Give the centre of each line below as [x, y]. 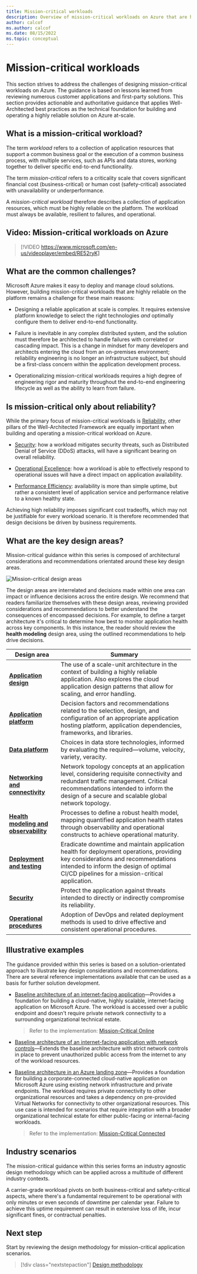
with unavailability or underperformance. [55, 190]
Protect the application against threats [113, 891]
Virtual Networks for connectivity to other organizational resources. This [102, 1103]
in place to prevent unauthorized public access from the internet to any [100, 1055]
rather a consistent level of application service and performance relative [102, 492]
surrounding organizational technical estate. [68, 1019]
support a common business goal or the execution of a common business [95, 154]
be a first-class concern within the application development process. [98, 364]
